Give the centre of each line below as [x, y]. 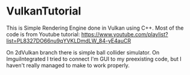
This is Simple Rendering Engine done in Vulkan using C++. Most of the [95, 28]
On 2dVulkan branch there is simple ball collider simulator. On [83, 52]
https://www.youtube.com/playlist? [125, 34]
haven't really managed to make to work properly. [68, 65]
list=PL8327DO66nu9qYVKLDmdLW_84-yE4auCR [69, 41]
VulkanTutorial [44, 11]
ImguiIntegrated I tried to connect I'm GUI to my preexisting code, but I [94, 59]
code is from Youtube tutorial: [43, 34]
